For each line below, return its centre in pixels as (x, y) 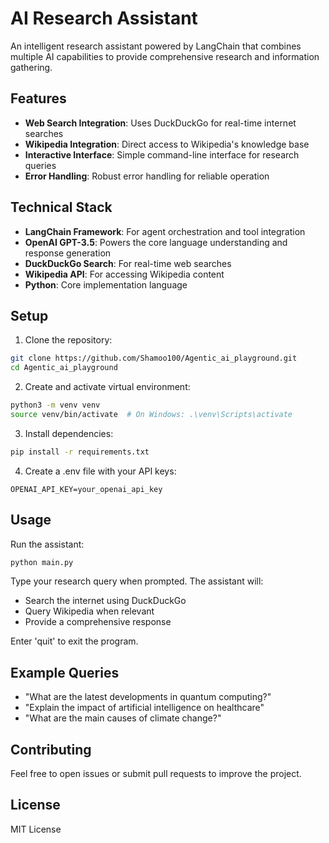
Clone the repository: (68, 340)
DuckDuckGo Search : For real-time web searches (128, 263)
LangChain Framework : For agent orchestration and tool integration (165, 231)
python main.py (42, 562)
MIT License (36, 829)
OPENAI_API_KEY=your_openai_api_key (86, 489)
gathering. (31, 67)
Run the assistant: (47, 544)
